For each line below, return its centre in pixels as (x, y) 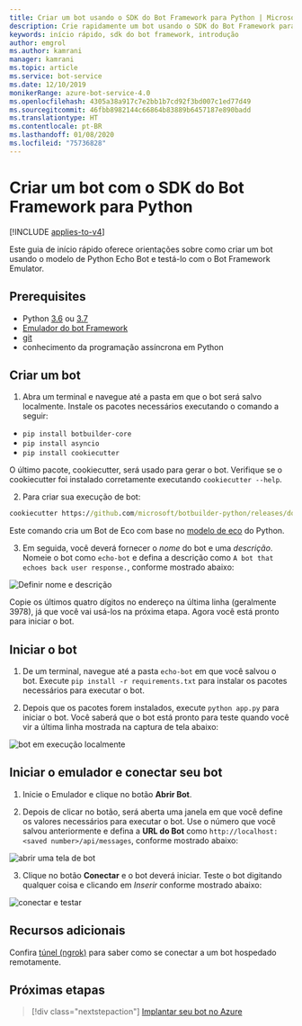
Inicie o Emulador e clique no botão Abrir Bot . (107, 794)
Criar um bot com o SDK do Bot (127, 188)
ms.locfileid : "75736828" (58, 143)
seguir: (35, 416)
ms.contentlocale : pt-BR (56, 127)
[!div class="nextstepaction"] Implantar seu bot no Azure (137, 1012)
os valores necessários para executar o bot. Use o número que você (149, 821)
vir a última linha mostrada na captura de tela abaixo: (120, 727)
